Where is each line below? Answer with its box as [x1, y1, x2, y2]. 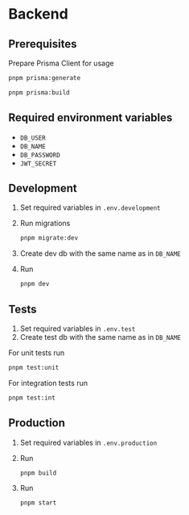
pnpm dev [19, 280, 50, 288]
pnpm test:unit [8, 363, 60, 371]
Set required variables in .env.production [19, 438, 158, 447]
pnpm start [19, 499, 57, 507]
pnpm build [19, 469, 57, 477]
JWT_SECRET [19, 159, 57, 168]
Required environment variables [8, 111, 173, 125]
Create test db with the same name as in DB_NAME [19, 332, 181, 341]
